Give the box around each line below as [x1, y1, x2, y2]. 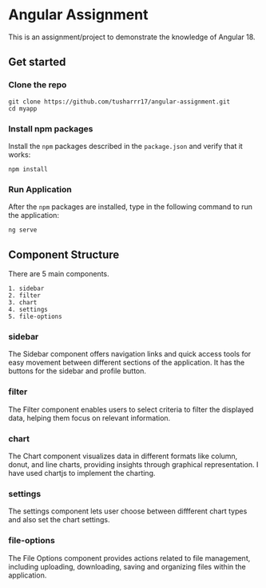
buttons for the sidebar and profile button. [8, 366, 146, 376]
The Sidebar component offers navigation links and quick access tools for [8, 349, 252, 359]
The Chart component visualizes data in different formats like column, [8, 451, 238, 461]
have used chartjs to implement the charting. [8, 468, 156, 477]
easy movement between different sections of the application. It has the [8, 358, 245, 368]
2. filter [8, 292, 42, 300]
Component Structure [8, 248, 120, 261]
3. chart [8, 299, 38, 307]
